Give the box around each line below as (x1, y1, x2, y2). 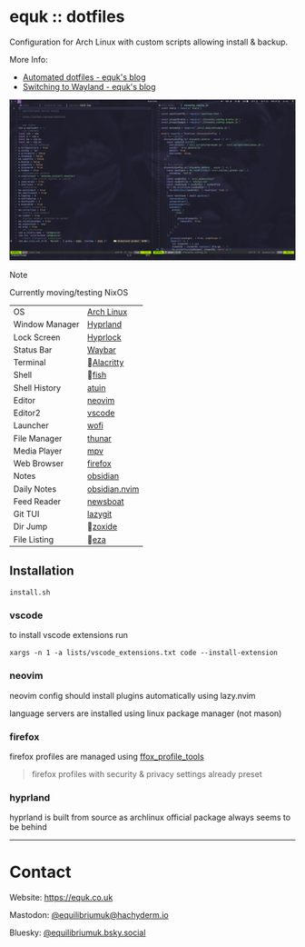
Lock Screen (13, 332, 61, 343)
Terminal (13, 357, 46, 368)
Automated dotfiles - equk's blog (22, 71, 147, 83)
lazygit (87, 509, 113, 520)
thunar (87, 433, 112, 444)
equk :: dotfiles (9, 6, 125, 27)
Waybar (87, 344, 116, 355)
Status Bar (13, 344, 53, 355)
